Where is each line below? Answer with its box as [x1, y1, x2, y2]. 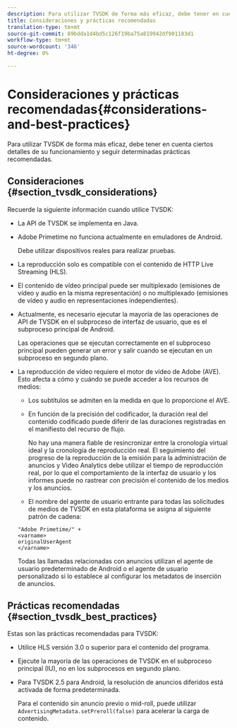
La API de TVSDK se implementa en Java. [17, 218, 139, 227]
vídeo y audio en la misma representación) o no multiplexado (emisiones [17, 288, 229, 297]
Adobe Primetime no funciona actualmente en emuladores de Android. [17, 233, 223, 241]
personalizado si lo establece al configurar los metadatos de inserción [17, 572, 221, 580]
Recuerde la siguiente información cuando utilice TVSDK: [7, 205, 174, 213]
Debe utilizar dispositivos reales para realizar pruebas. [17, 246, 176, 254]
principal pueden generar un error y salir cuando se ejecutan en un [17, 346, 213, 354]
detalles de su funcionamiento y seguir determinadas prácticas [7, 147, 190, 155]
